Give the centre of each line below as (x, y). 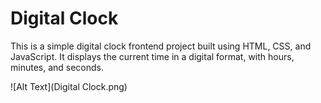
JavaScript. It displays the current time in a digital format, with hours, (152, 56)
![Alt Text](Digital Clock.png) (69, 86)
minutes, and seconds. (57, 67)
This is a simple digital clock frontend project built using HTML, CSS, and (161, 46)
